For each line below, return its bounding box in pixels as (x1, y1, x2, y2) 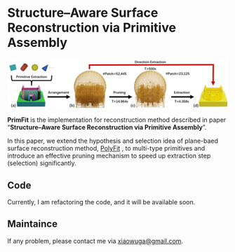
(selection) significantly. (7, 159, 77, 167)
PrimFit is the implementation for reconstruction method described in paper (7, 115, 227, 124)
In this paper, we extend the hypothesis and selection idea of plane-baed (7, 136, 219, 145)
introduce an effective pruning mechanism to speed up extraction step (7, 152, 211, 160)
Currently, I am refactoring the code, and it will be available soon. (7, 197, 196, 206)
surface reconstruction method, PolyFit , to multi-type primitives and (7, 144, 206, 153)
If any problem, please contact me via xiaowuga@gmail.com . (7, 237, 184, 245)
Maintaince (7, 218, 58, 230)
